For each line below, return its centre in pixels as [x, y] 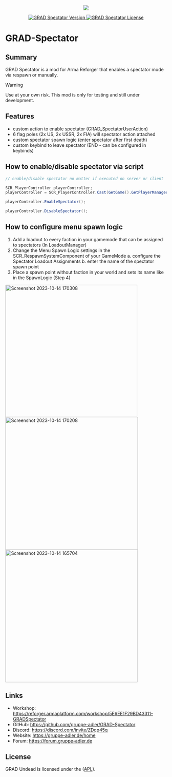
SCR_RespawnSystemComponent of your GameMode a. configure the [87, 256]
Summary [21, 57]
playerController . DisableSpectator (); [47, 211]
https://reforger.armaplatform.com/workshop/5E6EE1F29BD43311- [83, 713]
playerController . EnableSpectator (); [46, 202]
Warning [14, 85]
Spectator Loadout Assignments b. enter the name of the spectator [83, 261]
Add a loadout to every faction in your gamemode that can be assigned [88, 239]
